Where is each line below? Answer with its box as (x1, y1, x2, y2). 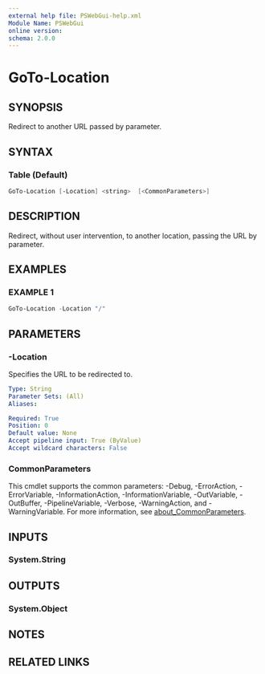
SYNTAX (8, 145, 54, 159)
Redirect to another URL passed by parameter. (8, 122, 162, 132)
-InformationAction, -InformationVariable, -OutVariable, (55, 490, 238, 500)
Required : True (8, 414, 59, 422)
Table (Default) (8, 169, 68, 181)
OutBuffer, (8, 498, 43, 508)
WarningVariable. (8, 507, 66, 517)
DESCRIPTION (8, 209, 80, 223)
